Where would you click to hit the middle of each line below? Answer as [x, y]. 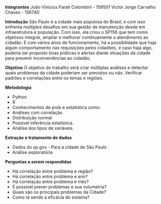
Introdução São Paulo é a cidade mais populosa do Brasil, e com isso [75, 22]
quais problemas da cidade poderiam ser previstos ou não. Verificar [74, 73]
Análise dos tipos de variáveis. [43, 128]
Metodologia [18, 87]
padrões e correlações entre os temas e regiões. [54, 78]
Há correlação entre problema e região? [53, 171]
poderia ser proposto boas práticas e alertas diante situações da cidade [78, 53]
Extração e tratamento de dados [39, 137]
